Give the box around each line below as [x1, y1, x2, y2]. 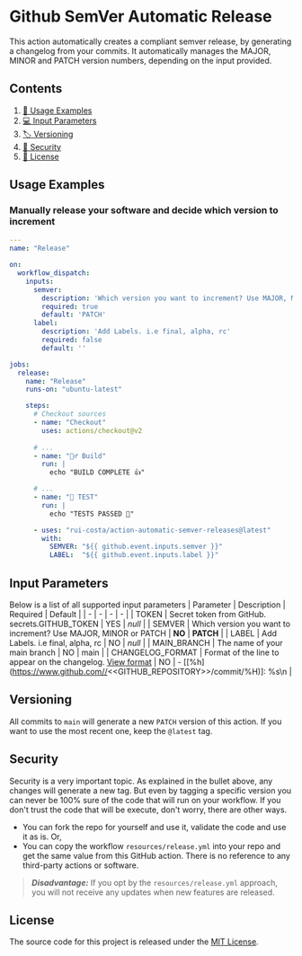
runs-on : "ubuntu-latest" [25, 385, 123, 394]
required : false [41, 335, 102, 345]
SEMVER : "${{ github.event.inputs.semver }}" [49, 542, 223, 552]
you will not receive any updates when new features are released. [31, 887, 276, 898]
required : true [41, 302, 99, 311]
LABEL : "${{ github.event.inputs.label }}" [49, 551, 219, 560]
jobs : [9, 359, 30, 369]
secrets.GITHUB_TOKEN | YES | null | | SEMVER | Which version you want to [9, 618, 290, 629]
